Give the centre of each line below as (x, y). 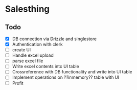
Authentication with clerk (37, 45)
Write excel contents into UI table (46, 67)
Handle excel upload (33, 55)
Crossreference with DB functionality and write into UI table (72, 72)
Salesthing (27, 9)
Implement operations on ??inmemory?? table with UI (66, 77)
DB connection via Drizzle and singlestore (54, 39)
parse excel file (27, 61)
